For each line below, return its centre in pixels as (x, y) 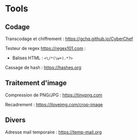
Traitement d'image (36, 83)
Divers (15, 120)
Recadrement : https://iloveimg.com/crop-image (54, 104)
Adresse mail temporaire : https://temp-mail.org (53, 132)
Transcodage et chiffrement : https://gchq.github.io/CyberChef (69, 39)
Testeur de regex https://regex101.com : (46, 48)
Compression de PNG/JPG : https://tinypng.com (54, 95)
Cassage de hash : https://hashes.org (43, 68)
